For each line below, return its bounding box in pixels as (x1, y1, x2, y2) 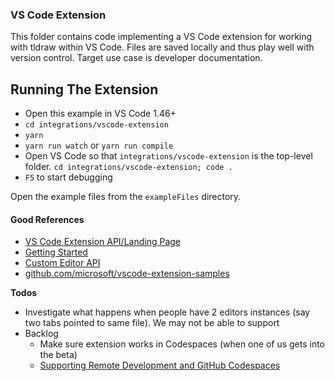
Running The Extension (10, 81, 159, 98)
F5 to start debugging (24, 171, 113, 183)
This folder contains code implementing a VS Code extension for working (10, 31, 313, 43)
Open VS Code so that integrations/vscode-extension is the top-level (24, 150, 313, 162)
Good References (10, 213, 85, 225)
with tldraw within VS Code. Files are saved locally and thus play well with (10, 41, 315, 53)
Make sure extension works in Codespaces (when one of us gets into (39, 338, 326, 350)
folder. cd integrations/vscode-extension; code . (24, 161, 233, 173)
